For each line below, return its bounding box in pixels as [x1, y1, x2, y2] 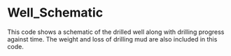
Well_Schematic [7, 5, 104, 21]
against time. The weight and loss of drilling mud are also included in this [7, 35, 218, 43]
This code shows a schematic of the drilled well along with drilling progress [7, 28, 225, 36]
